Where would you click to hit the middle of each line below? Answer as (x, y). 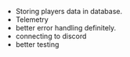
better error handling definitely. (66, 28)
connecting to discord (51, 36)
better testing (37, 45)
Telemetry (32, 20)
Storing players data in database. (69, 11)
